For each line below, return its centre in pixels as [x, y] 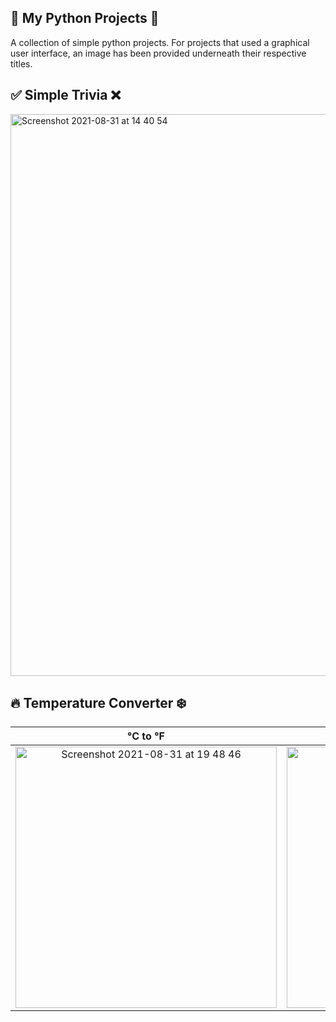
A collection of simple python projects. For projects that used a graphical [160, 42]
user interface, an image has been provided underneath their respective [158, 53]
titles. [21, 63]
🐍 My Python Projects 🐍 [85, 18]
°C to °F [146, 736]
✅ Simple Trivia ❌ [66, 95]
